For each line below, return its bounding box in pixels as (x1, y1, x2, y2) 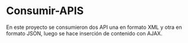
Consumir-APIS (6, 4, 84, 18)
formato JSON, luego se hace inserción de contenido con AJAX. (6, 29, 163, 37)
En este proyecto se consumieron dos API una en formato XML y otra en (6, 24, 182, 31)
